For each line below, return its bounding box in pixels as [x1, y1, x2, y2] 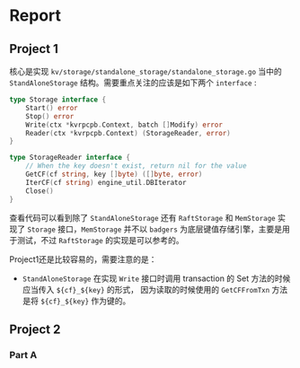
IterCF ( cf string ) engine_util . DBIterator [25, 178, 187, 187]
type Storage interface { [9, 95, 106, 104]
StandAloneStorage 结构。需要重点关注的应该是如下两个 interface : [9, 77, 257, 88]
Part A [9, 348, 38, 361]
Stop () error [25, 111, 75, 121]
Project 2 [9, 321, 61, 337]
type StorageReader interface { [9, 153, 130, 162]
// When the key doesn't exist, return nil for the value [25, 162, 247, 171]
